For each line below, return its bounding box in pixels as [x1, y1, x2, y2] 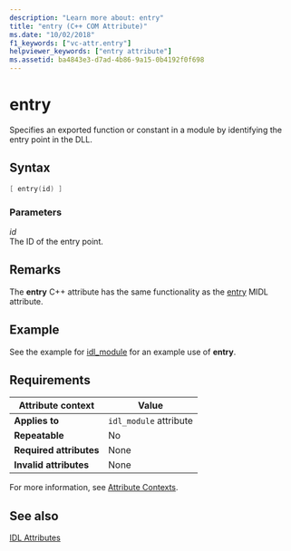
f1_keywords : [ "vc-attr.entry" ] [9, 38, 131, 48]
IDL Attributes [9, 532, 61, 544]
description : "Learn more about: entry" [9, 13, 165, 23]
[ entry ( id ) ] [9, 184, 63, 193]
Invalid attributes [14, 459, 89, 471]
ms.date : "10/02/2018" [9, 30, 95, 39]
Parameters [9, 206, 62, 218]
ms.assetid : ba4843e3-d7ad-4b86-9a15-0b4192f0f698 [9, 55, 205, 64]
